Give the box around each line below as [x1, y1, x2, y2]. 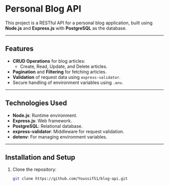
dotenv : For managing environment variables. [12, 133, 108, 139]
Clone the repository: [12, 166, 57, 172]
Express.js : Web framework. [12, 117, 72, 124]
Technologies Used [5, 99, 67, 108]
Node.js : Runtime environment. [12, 112, 77, 118]
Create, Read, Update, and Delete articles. [20, 63, 108, 69]
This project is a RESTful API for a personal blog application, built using [5, 20, 153, 26]
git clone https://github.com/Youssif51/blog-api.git [12, 176, 128, 181]
